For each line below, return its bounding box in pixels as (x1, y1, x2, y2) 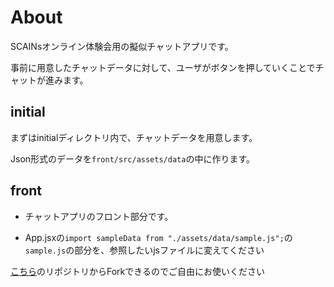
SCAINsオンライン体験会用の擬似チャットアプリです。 (10, 40, 234, 52)
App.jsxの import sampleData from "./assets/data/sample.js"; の (24, 231, 293, 243)
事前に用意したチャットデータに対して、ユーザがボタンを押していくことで (10, 61, 316, 73)
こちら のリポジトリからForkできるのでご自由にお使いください (10, 265, 265, 277)
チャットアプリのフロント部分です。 (24, 210, 174, 222)
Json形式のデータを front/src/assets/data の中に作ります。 (10, 152, 255, 165)
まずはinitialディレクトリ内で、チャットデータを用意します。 (10, 131, 258, 143)
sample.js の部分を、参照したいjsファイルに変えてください (24, 244, 265, 256)
